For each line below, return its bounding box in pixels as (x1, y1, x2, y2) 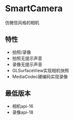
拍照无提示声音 (12, 55, 42, 61)
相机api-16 (12, 103, 34, 109)
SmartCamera (5, 3, 63, 14)
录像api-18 (12, 109, 34, 115)
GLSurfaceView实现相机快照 (12, 67, 69, 73)
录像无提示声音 (12, 61, 42, 67)
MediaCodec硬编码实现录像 (12, 74, 68, 80)
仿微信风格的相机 (5, 20, 39, 25)
